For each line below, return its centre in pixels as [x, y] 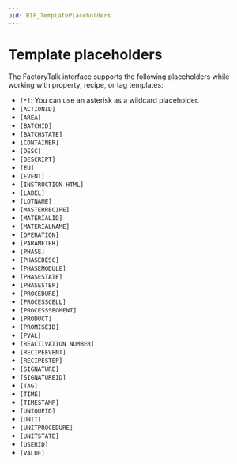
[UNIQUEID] [38, 411]
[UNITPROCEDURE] [46, 428]
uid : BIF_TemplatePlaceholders [60, 15]
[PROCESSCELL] [43, 302]
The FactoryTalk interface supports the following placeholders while [119, 77]
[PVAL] [30, 335]
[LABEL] [32, 193]
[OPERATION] [39, 235]
